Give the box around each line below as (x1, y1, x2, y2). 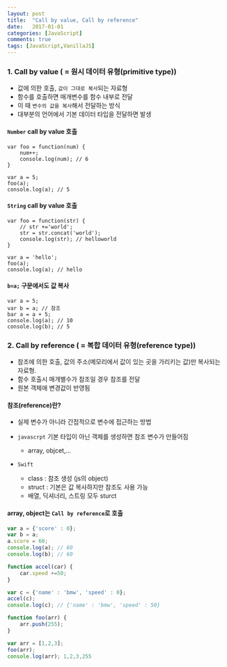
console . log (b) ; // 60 (7, 551, 73, 558)
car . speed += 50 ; (19, 570, 68, 576)
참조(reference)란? (7, 401, 61, 409)
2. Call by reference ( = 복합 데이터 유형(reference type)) (7, 340, 196, 350)
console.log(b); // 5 (7, 323, 70, 330)
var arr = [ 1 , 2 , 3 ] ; (7, 640, 64, 647)
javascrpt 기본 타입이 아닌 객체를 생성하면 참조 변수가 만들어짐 (17, 432, 189, 441)
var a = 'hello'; (7, 253, 58, 261)
